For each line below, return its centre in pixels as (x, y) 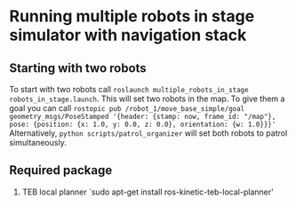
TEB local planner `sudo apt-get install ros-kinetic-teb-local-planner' (148, 192)
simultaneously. (38, 143)
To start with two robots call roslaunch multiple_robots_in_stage (129, 89)
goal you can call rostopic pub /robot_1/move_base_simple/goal (127, 108)
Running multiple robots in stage (132, 16)
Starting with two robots (78, 68)
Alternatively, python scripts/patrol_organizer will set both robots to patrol (148, 133)
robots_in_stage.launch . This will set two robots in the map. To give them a (147, 99)
